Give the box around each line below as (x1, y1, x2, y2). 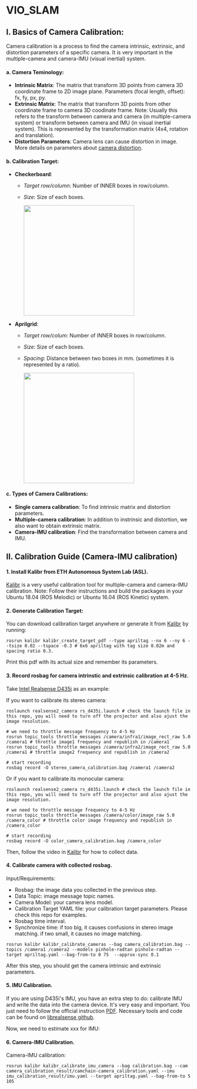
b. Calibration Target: (6, 157, 59, 165)
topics (6, 946, 22, 952)
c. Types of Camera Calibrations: (6, 490, 88, 497)
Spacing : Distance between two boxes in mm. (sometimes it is (23, 355, 175, 362)
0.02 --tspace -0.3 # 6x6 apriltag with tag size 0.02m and (24, 643, 175, 649)
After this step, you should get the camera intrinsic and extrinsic (6, 962, 162, 969)
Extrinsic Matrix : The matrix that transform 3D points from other (14, 101, 171, 108)
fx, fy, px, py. (14, 94, 46, 101)
